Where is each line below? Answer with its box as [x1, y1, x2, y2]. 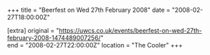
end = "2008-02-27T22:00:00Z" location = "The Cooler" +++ [7, 41, 183, 49]
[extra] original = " [7, 27, 59, 34]
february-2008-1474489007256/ [7, 34, 102, 42]
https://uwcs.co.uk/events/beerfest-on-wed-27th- [58, 27, 202, 34]
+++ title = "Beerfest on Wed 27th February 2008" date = [7, 6, 171, 14]
